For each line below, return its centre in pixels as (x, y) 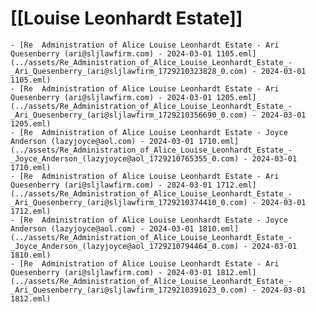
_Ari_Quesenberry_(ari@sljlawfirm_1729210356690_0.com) (129, 115)
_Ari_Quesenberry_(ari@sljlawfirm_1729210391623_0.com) (129, 290)
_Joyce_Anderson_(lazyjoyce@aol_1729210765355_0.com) (125, 158)
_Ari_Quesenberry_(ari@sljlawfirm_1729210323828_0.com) (129, 71)
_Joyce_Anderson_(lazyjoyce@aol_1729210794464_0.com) (125, 246)
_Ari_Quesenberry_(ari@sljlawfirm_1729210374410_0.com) (129, 202)
